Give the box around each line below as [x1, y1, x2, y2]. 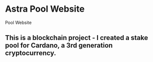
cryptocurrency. [5, 49, 56, 57]
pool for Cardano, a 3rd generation [5, 41, 113, 50]
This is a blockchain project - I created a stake [5, 34, 149, 42]
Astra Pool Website [5, 3, 85, 15]
